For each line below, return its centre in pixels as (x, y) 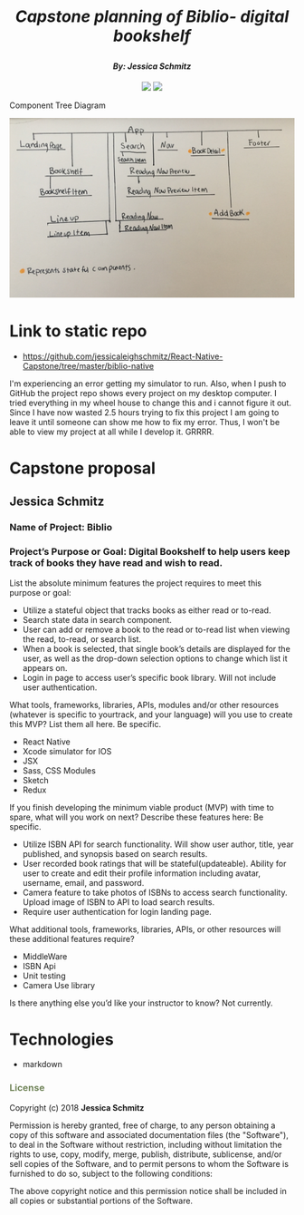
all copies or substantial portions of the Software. (101, 1200)
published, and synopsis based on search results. (115, 853)
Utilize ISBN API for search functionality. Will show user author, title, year (158, 844)
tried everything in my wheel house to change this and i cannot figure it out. (151, 403)
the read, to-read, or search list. (82, 639)
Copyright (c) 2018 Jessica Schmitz (77, 1107)
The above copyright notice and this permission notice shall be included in (148, 1191)
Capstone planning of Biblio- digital (152, 17)
